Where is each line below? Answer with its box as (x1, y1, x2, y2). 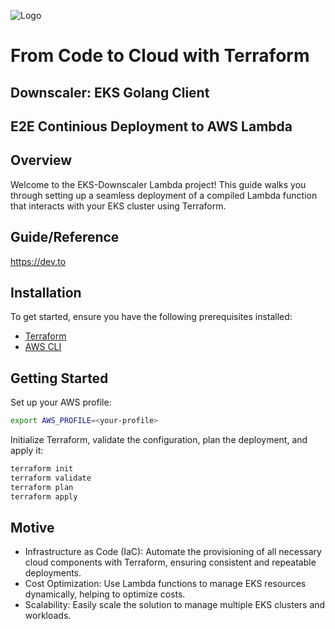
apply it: (10, 445, 44, 457)
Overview (10, 152, 73, 169)
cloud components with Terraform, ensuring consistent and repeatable (24, 556, 317, 569)
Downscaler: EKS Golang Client (10, 84, 210, 101)
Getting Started (10, 370, 109, 387)
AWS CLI (24, 341, 62, 353)
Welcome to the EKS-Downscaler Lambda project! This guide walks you (10, 178, 307, 190)
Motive (10, 519, 55, 536)
